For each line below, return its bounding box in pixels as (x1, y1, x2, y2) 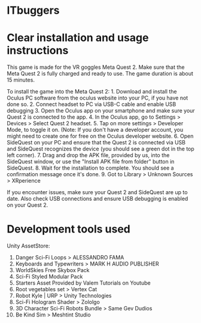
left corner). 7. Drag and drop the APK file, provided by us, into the (7, 152, 170, 159)
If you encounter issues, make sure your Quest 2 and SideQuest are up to (7, 189, 188, 196)
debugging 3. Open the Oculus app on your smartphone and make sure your (7, 107, 195, 114)
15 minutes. (7, 76, 35, 84)
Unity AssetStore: (7, 242, 50, 249)
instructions (7, 44, 69, 58)
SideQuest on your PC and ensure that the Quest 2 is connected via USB (7, 139, 186, 146)
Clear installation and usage (7, 31, 149, 45)
